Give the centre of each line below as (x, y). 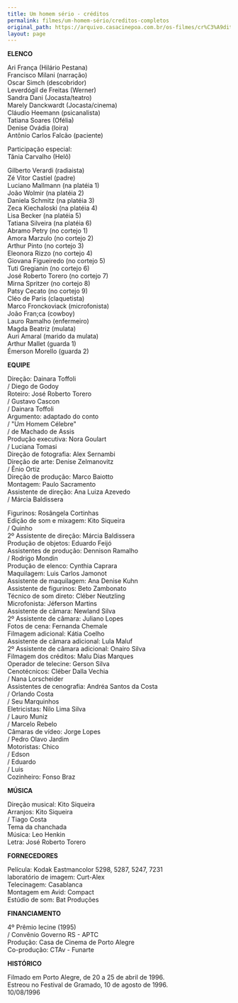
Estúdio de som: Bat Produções (53, 900)
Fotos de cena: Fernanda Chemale (57, 626)
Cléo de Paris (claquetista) (46, 299)
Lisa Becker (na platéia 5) (44, 216)
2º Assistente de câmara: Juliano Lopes (66, 619)
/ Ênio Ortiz (24, 470)
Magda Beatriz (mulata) (42, 329)
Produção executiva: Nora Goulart (57, 439)
